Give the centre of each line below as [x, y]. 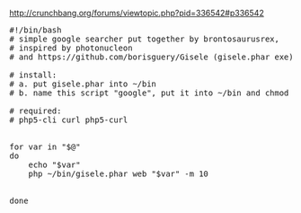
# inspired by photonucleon [71, 48]
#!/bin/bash [35, 30]
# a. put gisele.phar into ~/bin [83, 84]
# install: [33, 75]
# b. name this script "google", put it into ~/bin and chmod [149, 93]
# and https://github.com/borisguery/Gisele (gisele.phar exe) [151, 57]
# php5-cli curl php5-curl [69, 120]
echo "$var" [54, 165]
